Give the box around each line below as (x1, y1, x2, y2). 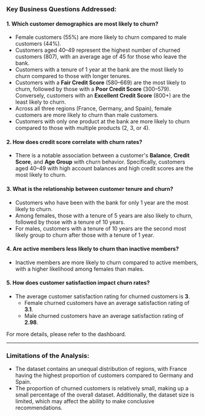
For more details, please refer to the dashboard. (6, 330, 126, 337)
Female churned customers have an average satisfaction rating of (24, 299, 190, 306)
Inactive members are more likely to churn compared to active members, (15, 259, 198, 266)
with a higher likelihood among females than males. (15, 265, 145, 273)
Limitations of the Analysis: (6, 351, 90, 360)
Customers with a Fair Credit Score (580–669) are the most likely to (15, 79, 186, 87)
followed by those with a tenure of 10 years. (15, 218, 125, 226)
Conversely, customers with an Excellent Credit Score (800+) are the (15, 92, 190, 99)
